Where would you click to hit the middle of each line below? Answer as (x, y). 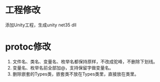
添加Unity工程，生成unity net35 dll (41, 25)
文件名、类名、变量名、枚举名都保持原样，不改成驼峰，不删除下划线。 (85, 61)
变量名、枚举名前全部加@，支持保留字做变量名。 (63, 68)
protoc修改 (28, 47)
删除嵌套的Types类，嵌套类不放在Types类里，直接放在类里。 (76, 74)
